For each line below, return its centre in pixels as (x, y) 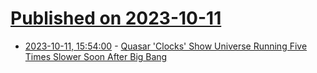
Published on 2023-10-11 (116, 18)
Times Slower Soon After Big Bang (96, 56)
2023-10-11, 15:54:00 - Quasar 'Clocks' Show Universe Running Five (166, 46)
